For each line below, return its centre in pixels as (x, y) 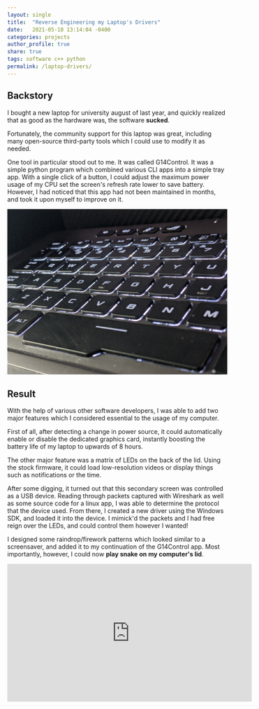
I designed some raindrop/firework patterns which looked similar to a (106, 540)
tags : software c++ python (46, 59)
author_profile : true (39, 44)
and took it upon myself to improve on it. (65, 199)
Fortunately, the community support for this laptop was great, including (109, 134)
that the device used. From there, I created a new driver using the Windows (116, 511)
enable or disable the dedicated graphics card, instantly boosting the (106, 439)
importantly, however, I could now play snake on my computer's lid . (105, 554)
